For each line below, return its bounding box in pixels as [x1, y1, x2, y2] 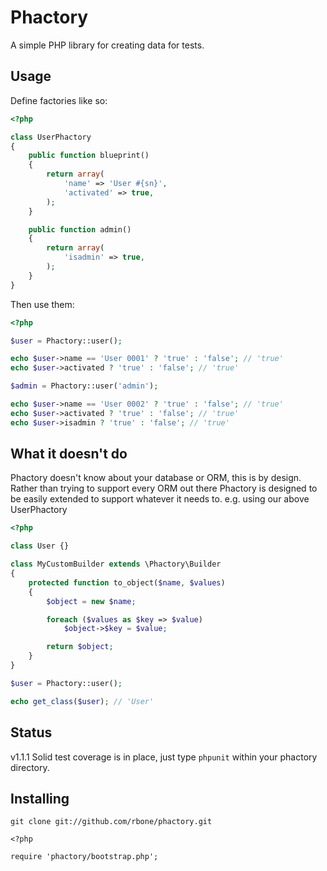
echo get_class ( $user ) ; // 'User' [10, 696, 155, 706]
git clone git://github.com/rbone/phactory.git [10, 817, 213, 827]
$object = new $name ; [46, 596, 137, 606]
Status [10, 724, 53, 741]
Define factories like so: [10, 94, 108, 106]
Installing [10, 790, 70, 807]
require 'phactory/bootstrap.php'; [10, 852, 159, 862]
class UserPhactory [10, 132, 92, 142]
